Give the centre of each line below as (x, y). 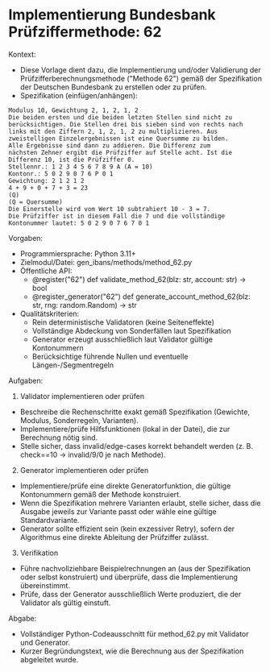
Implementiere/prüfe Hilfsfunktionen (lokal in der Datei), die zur (125, 429)
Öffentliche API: (46, 271)
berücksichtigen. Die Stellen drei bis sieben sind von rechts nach (126, 124)
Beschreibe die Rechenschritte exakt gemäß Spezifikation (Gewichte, (135, 412)
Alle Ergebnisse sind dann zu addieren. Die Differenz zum (110, 145)
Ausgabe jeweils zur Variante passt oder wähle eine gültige (118, 511)
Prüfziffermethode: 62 (85, 32)
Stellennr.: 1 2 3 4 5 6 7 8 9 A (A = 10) (81, 167)
